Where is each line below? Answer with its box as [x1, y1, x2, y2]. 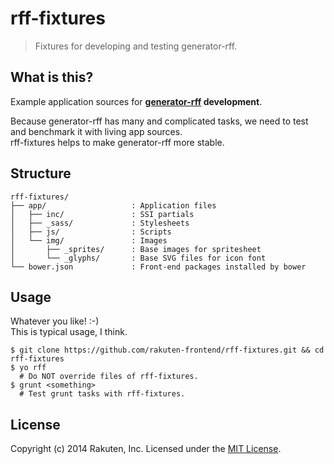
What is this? [10, 69, 94, 86]
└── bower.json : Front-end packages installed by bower [10, 262, 307, 272]
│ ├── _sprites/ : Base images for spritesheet [10, 244, 262, 254]
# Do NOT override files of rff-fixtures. [19, 372, 199, 382]
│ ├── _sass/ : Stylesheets [10, 218, 190, 228]
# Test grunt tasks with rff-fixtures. [19, 389, 186, 399]
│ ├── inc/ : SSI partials [10, 209, 195, 219]
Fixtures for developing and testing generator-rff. [34, 40, 238, 52]
